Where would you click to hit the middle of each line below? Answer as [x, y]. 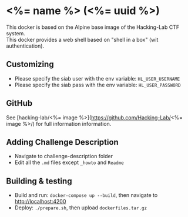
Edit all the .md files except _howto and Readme [69, 162]
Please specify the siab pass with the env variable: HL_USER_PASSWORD [98, 85]
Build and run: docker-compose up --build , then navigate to [86, 195]
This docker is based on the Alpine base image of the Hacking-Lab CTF [93, 27]
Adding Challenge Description [62, 142]
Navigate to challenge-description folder [64, 156]
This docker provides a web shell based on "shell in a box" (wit [82, 39]
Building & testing [39, 181]
